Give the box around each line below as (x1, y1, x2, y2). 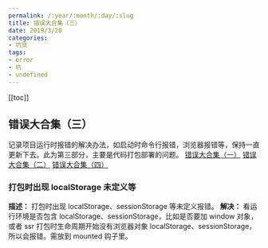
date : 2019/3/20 (8, 26, 62, 34)
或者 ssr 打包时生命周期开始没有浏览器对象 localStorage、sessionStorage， (8, 221, 257, 231)
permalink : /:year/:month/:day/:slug (8, 11, 134, 20)
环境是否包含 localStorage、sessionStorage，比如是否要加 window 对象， (14, 211, 258, 221)
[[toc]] (8, 92, 30, 102)
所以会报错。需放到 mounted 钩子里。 (8, 231, 133, 241)
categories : (8, 33, 48, 42)
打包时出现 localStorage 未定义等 (8, 182, 136, 193)
